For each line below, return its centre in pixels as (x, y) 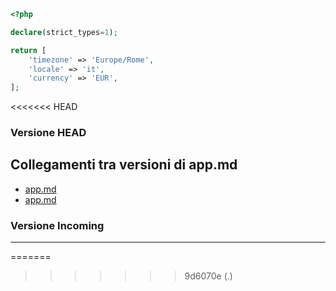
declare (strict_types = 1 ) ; (64, 32)
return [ (28, 50)
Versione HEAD (48, 133)
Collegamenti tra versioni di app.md (124, 165)
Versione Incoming (57, 225)
